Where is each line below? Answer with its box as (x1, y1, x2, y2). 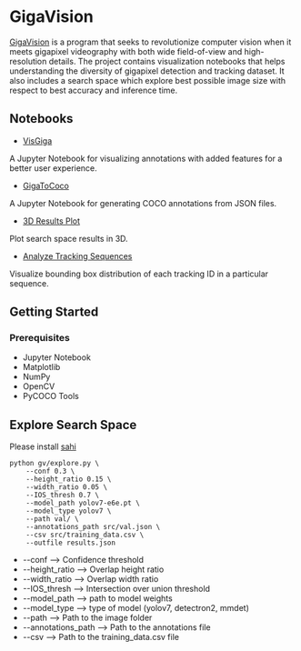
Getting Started (9, 305, 99, 320)
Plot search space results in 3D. (9, 233, 129, 244)
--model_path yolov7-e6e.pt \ (25, 498, 141, 508)
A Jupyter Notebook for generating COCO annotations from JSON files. (9, 197, 277, 208)
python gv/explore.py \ (9, 459, 100, 468)
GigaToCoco (22, 180, 70, 191)
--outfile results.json (25, 538, 116, 547)
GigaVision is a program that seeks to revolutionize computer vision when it (9, 36, 292, 47)
